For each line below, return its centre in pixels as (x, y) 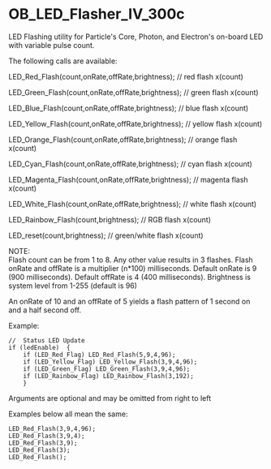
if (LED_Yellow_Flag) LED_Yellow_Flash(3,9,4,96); (110, 362)
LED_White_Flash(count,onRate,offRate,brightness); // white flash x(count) (133, 204)
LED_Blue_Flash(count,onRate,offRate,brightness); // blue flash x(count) (129, 108)
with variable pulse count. (52, 45)
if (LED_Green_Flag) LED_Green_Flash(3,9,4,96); (107, 369)
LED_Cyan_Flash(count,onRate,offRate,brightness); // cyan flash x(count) (131, 164)
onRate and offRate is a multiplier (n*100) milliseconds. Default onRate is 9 (133, 268)
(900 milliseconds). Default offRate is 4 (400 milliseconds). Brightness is (130, 277)
